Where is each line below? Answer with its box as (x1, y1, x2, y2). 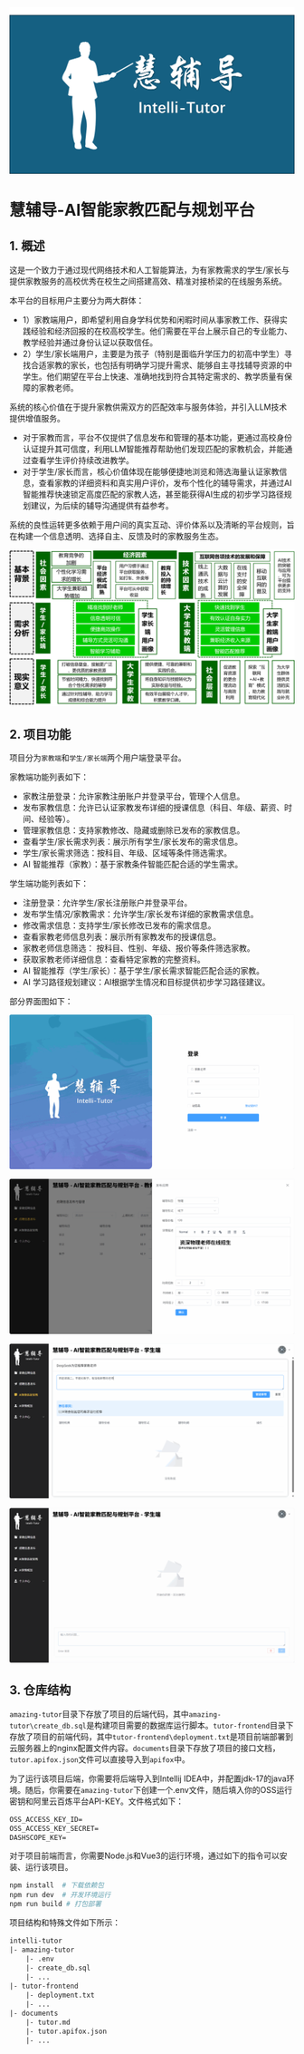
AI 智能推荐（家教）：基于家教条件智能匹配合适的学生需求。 (22, 859, 243, 870)
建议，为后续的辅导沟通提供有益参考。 (30, 499, 174, 510)
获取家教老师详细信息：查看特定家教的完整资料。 (22, 954, 205, 965)
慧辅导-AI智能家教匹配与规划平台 (9, 200, 255, 220)
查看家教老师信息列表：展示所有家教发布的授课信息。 (22, 932, 222, 943)
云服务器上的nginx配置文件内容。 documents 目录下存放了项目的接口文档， (9, 1742, 280, 1753)
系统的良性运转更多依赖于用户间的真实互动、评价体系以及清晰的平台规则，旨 (9, 519, 295, 530)
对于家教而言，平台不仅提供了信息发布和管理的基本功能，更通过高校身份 (22, 431, 292, 442)
